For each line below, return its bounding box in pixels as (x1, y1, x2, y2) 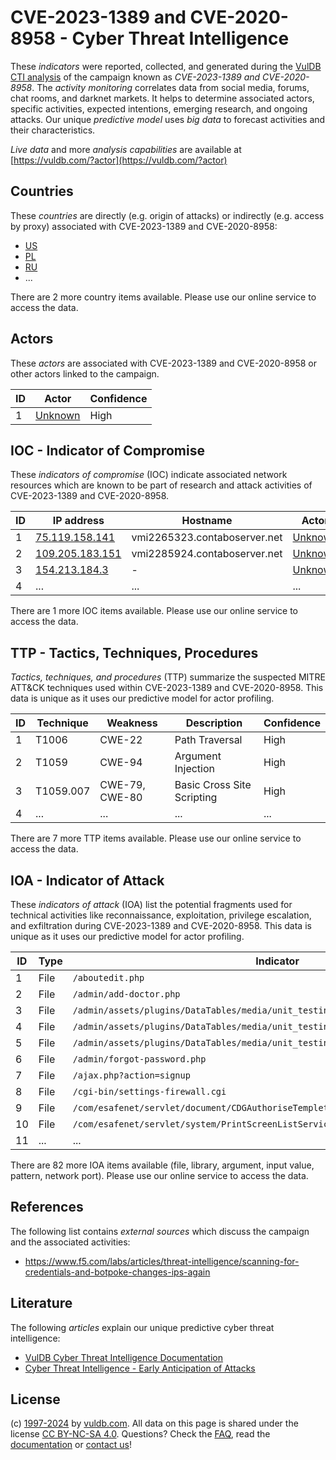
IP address (52, 514, 105, 528)
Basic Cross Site (174, 778, 252, 792)
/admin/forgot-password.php (72, 1054, 207, 1065)
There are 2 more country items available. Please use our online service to (10, 291, 317, 303)
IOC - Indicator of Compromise (10, 442, 205, 459)
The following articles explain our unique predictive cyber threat (10, 1321, 275, 1333)
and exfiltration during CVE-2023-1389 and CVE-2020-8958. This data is (10, 920, 312, 931)
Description (185, 716, 243, 730)
